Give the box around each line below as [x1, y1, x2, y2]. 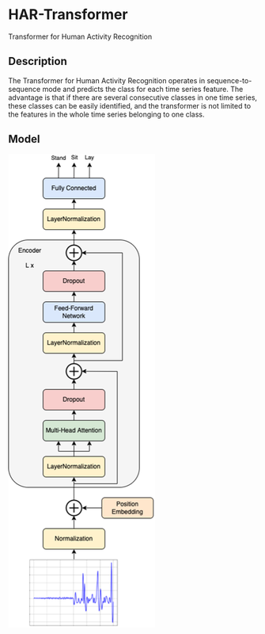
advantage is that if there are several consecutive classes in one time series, [8, 93, 258, 102]
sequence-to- [206, 75, 252, 85]
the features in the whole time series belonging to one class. [8, 109, 205, 119]
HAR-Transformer [8, 6, 128, 24]
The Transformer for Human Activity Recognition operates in [8, 75, 206, 85]
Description [8, 55, 67, 68]
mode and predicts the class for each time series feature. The [42, 84, 244, 94]
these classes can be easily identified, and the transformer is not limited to [8, 101, 252, 110]
